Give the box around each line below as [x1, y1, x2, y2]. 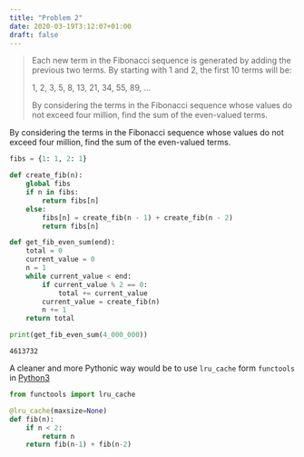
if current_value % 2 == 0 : [42, 280, 148, 289]
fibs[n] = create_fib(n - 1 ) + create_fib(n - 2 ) [42, 213, 233, 223]
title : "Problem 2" [9, 13, 83, 23]
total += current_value [57, 288, 148, 298]
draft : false [9, 30, 59, 39]
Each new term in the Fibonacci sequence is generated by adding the [31, 55, 292, 66]
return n [42, 432, 75, 441]
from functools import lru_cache [9, 390, 136, 399]
